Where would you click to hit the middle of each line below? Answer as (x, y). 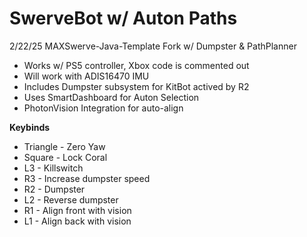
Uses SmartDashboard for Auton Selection (111, 97)
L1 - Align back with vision (77, 221)
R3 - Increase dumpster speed (87, 178)
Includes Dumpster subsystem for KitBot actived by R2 (136, 86)
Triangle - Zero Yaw (64, 146)
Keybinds (30, 127)
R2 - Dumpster (54, 189)
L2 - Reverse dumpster (71, 199)
